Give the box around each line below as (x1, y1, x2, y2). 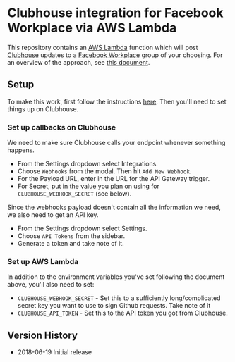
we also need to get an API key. (7, 211, 99, 219)
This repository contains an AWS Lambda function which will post (7, 43, 199, 51)
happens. (7, 146, 35, 154)
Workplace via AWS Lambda (7, 20, 177, 36)
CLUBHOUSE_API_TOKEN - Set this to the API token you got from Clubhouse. (17, 308, 228, 318)
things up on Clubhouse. (7, 104, 79, 113)
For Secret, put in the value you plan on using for (17, 182, 160, 191)
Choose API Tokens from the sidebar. (17, 232, 126, 240)
